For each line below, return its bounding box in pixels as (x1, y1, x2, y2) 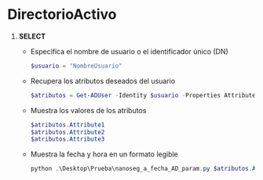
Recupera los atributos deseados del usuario (30, 76, 176, 86)
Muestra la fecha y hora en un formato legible (30, 149, 178, 159)
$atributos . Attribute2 (30, 128, 105, 136)
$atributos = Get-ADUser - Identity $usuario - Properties (30, 91, 221, 99)
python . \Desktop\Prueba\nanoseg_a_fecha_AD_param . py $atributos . (30, 165, 253, 173)
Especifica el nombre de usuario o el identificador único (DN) (30, 46, 228, 56)
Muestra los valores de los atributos (30, 105, 147, 115)
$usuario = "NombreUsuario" (30, 61, 122, 70)
